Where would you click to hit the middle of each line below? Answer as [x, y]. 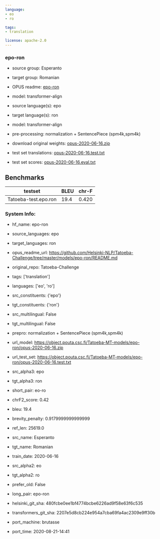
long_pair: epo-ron [31, 494]
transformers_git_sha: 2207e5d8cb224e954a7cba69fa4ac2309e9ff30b [84, 513]
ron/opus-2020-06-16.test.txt [41, 362]
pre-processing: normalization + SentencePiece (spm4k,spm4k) [76, 134]
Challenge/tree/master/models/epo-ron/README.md [65, 258]
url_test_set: [24, 357]
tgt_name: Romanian [32, 447]
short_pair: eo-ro [29, 390]
